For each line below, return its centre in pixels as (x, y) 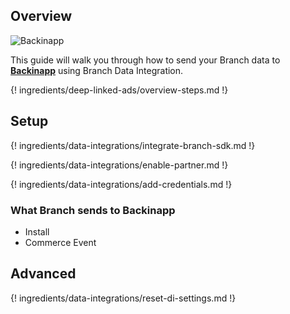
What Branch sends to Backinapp (93, 210)
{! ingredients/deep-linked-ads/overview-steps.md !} (119, 90)
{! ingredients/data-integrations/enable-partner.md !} (119, 165)
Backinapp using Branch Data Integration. (97, 70)
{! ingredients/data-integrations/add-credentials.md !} (121, 184)
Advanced (43, 274)
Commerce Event (60, 242)
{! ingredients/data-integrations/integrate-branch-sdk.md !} (133, 145)
